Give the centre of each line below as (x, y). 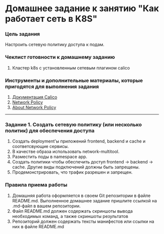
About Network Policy (34, 108)
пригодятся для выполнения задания (52, 87)
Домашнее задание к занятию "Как (82, 9)
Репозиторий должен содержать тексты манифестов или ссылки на (83, 221)
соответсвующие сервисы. (41, 146)
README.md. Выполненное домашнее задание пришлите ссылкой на (84, 200)
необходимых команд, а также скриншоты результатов (70, 216)
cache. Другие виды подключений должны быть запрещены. (76, 167)
